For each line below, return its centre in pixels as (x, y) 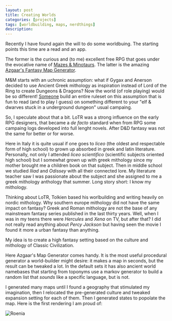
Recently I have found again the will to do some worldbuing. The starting (82, 44)
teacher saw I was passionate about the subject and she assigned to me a (83, 176)
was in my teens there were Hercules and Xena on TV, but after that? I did (83, 219)
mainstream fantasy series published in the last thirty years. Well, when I (82, 214)
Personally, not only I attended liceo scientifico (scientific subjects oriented (85, 155)
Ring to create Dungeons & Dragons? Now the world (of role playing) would (85, 91)
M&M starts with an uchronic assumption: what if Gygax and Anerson (79, 80)
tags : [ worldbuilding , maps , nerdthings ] (50, 24)
